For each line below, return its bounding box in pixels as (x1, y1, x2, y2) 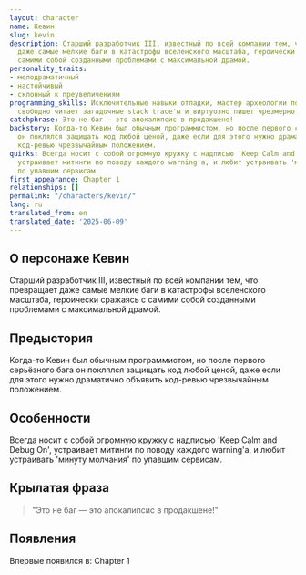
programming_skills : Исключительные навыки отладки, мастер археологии (9, 98, 287, 108)
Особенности (9, 410, 91, 425)
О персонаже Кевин (9, 251, 130, 267)
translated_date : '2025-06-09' (9, 216, 128, 226)
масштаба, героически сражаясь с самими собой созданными (9, 294, 257, 306)
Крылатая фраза (9, 480, 109, 496)
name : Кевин (9, 22, 55, 31)
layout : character (9, 13, 79, 23)
